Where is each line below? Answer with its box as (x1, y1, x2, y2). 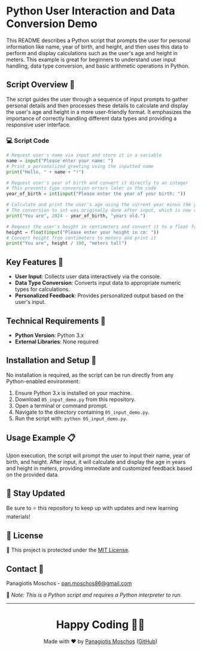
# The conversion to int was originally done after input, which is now (6, 207, 191, 213)
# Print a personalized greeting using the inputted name (6, 163, 154, 169)
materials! (6, 513, 31, 520)
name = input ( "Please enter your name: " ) (6, 158, 114, 164)
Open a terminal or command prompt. (14, 402, 108, 409)
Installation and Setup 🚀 (6, 355, 97, 366)
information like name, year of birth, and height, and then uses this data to (6, 43, 188, 50)
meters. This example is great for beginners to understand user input (6, 56, 176, 63)
